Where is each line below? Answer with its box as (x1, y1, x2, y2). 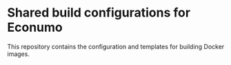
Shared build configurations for (7, 5, 191, 21)
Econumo (7, 19, 63, 35)
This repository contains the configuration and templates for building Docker (7, 42, 225, 50)
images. (7, 50, 30, 58)
